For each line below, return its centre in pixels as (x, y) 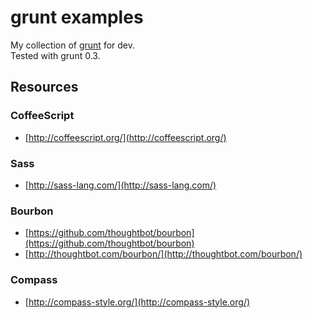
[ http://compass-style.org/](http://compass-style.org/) (137, 302)
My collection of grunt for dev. (73, 45)
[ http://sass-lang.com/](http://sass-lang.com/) (120, 185)
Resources (44, 87)
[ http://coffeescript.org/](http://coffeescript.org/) (125, 137)
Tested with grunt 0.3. (55, 55)
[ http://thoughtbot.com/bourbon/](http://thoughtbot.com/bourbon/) (163, 254)
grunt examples (77, 17)
